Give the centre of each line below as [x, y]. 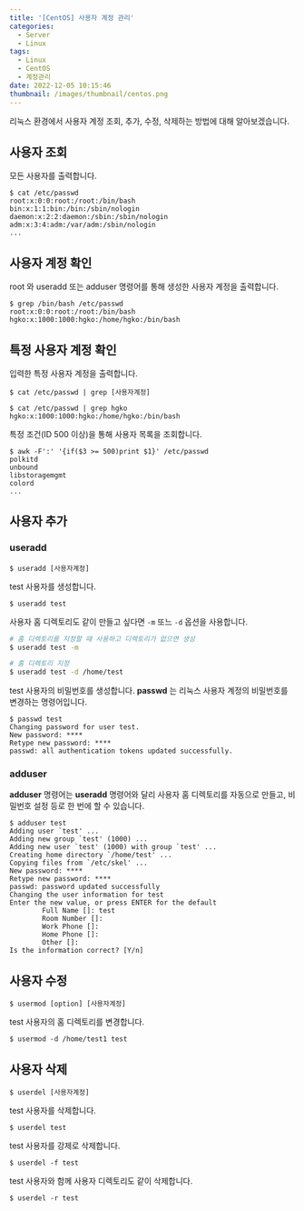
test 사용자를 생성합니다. [53, 586]
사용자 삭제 [39, 1069]
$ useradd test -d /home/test [67, 672]
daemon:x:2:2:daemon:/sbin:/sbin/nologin [89, 217]
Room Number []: [73, 919]
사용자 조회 [39, 152]
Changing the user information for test [87, 895]
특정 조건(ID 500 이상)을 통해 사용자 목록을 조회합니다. [106, 434]
